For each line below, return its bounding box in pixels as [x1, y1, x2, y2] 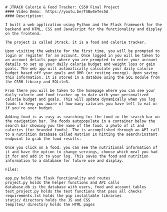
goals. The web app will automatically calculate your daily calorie [5, 66, 153, 71]
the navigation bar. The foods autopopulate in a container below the [5, 119, 155, 124]
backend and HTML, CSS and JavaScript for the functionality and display [5, 27, 162, 32]
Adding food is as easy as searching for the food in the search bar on [5, 114, 160, 119]
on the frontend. [5, 31, 41, 36]
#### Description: [5, 14, 43, 19]
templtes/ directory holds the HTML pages [5, 202, 95, 207]
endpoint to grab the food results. [5, 136, 81, 141]
